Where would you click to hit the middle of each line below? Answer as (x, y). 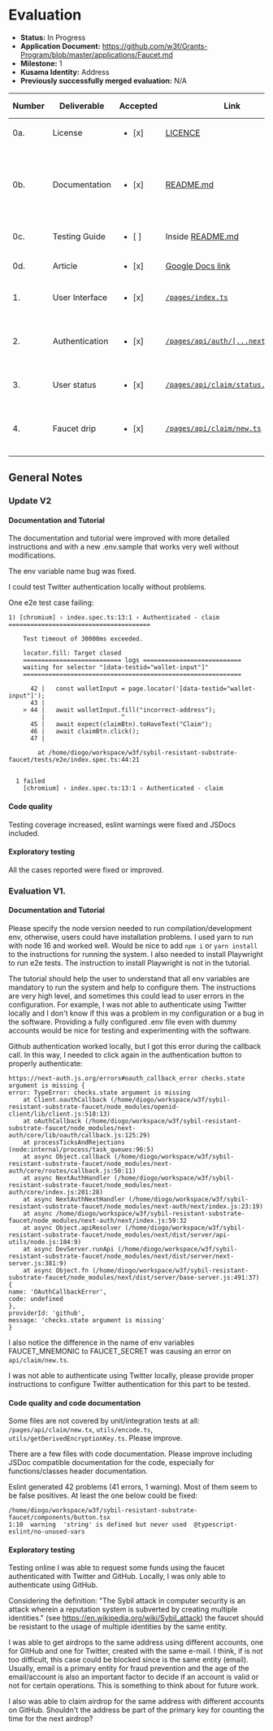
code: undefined (36, 1298)
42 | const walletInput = (78, 689)
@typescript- (216, 1525)
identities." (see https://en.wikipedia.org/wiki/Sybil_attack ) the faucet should (136, 1618)
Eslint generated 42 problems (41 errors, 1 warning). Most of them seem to (133, 1487)
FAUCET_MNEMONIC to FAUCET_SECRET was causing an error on (120, 1350)
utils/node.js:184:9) (45, 1242)
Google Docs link (198, 266)
